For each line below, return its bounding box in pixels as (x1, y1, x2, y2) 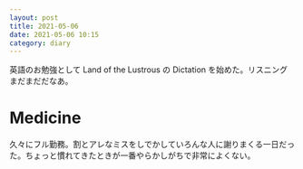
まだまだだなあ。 (9, 76, 73, 87)
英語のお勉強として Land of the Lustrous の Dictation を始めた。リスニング (9, 64, 288, 75)
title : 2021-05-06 (9, 22, 79, 31)
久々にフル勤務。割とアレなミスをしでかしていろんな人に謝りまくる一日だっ (9, 139, 295, 150)
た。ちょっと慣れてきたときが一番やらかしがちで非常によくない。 (9, 150, 256, 161)
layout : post (9, 13, 59, 23)
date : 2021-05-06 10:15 (9, 30, 100, 39)
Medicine (9, 108, 82, 128)
